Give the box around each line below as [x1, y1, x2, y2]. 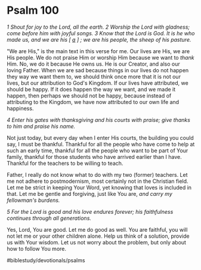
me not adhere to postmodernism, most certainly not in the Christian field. [7, 177, 188, 185]
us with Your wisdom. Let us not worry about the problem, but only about [7, 238, 187, 246]
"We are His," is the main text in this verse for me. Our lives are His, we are [7, 47, 190, 54]
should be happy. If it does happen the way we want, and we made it [7, 85, 176, 93]
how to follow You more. [7, 245, 67, 252]
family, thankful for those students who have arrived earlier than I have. [7, 153, 183, 160]
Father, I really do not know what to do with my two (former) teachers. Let [7, 171, 188, 178]
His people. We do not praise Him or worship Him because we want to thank [7, 54, 194, 61]
